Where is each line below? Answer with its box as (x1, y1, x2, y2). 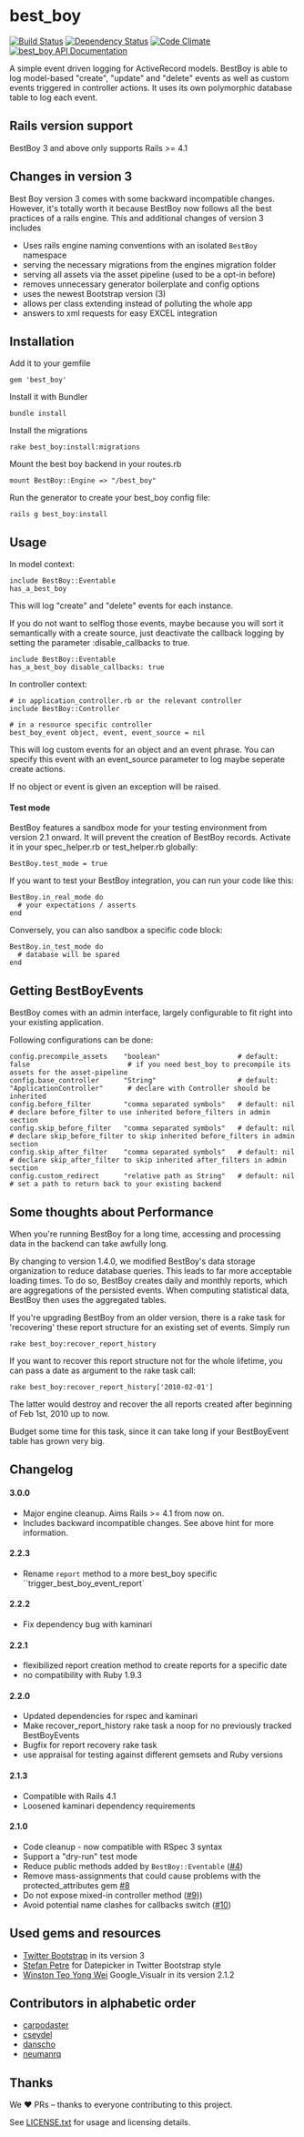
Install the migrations (9, 425, 88, 436)
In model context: (9, 559, 76, 570)
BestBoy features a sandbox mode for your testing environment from (9, 822, 268, 833)
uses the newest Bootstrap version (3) (22, 288, 167, 299)
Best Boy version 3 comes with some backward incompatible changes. (9, 193, 275, 204)
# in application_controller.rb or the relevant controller (9, 697, 243, 706)
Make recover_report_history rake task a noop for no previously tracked (22, 1720, 292, 1731)
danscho (22, 2039, 56, 2050)
